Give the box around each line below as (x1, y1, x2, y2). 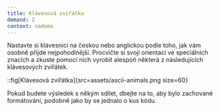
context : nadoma (7, 22, 53, 29)
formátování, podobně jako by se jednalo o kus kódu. (7, 97, 157, 105)
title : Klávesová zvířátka (7, 10, 84, 17)
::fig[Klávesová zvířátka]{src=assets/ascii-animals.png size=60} (7, 76, 188, 84)
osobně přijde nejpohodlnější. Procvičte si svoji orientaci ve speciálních (7, 48, 209, 57)
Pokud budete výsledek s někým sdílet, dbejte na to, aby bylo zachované (7, 89, 213, 97)
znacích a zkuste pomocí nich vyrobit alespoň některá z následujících (7, 56, 204, 64)
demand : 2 (7, 16, 36, 23)
